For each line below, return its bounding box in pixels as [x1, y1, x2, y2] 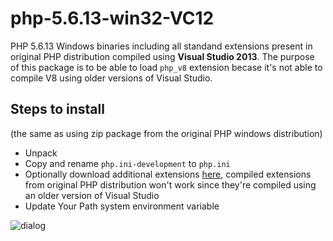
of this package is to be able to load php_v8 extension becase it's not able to [10, 61, 323, 73]
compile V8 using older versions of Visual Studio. [10, 72, 213, 84]
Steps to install [10, 101, 105, 118]
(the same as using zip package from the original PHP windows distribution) [10, 127, 323, 139]
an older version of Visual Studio [24, 189, 160, 201]
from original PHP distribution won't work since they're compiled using [24, 178, 317, 191]
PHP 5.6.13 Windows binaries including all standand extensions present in [10, 40, 313, 52]
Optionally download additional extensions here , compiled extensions [24, 168, 312, 180]
